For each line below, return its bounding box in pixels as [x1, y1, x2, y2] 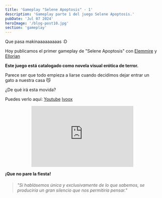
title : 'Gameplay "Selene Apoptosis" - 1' [5, 7, 93, 12]
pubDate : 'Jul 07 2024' [5, 16, 54, 21]
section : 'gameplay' [5, 25, 47, 30]
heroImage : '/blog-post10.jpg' [5, 20, 69, 26]
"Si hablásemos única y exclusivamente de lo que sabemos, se [17, 182, 145, 188]
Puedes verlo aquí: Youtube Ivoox [5, 96, 73, 102]
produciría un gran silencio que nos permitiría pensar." [17, 187, 128, 193]
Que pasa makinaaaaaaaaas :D [5, 39, 68, 44]
